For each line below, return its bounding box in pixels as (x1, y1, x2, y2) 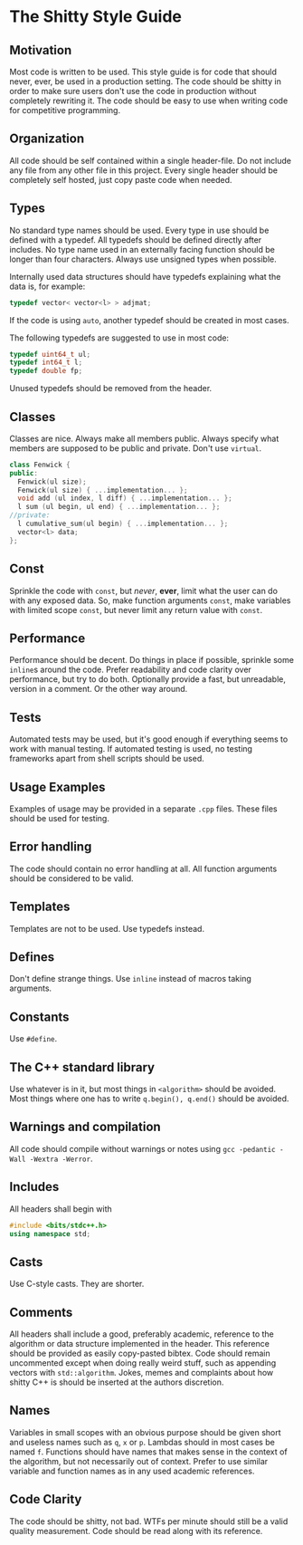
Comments (9, 1304, 73, 1319)
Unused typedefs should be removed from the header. (9, 383, 213, 394)
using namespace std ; (9, 1229, 91, 1238)
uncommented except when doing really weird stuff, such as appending (9, 1358, 277, 1368)
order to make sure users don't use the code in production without (9, 86, 257, 96)
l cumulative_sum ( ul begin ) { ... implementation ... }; (17, 519, 229, 529)
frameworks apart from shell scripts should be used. (9, 753, 205, 764)
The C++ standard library (9, 1060, 156, 1075)
